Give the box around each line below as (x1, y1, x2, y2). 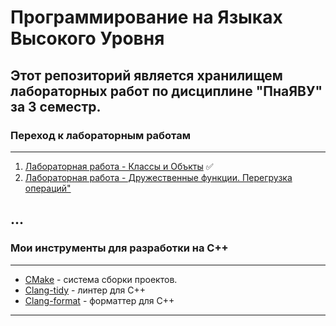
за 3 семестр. (10, 98, 102, 115)
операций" (24, 182, 72, 194)
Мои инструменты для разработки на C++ (10, 241, 229, 255)
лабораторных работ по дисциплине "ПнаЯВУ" (10, 82, 323, 100)
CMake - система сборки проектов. (24, 273, 178, 285)
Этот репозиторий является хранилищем (10, 67, 283, 84)
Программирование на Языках (10, 6, 283, 29)
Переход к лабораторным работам (10, 128, 192, 142)
